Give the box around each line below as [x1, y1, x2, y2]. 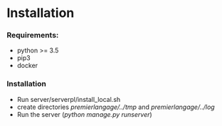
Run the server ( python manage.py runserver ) [16, 110, 152, 118]
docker [16, 62, 38, 70]
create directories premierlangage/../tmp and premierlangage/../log [16, 103, 215, 111]
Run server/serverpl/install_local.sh [16, 95, 121, 103]
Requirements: [6, 30, 59, 40]
